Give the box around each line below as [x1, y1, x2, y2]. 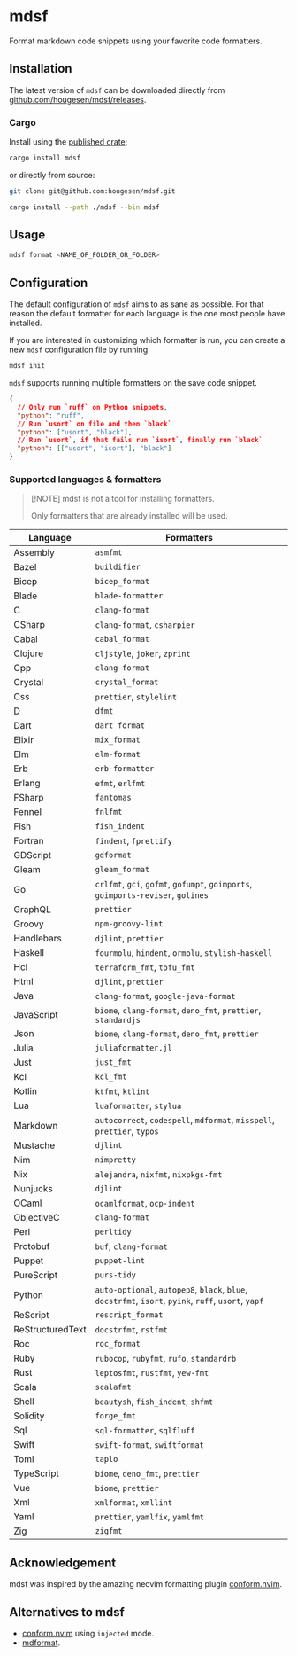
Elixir [13, 734, 34, 746]
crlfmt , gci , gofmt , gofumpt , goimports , [95, 878, 253, 890]
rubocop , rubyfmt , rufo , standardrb [95, 1352, 237, 1364]
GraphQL [13, 903, 51, 916]
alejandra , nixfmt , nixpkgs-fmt [95, 1168, 223, 1181]
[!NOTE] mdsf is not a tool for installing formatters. [30, 494, 215, 504]
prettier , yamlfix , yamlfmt [95, 1511, 205, 1523]
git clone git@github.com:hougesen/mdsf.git [9, 186, 176, 196]
